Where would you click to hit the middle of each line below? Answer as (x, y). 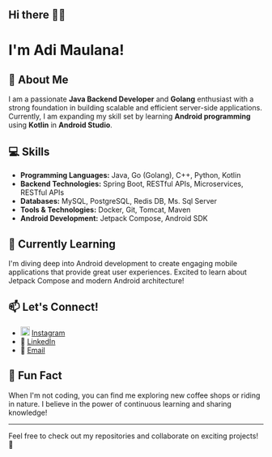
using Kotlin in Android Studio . (61, 125)
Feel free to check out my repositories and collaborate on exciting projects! (134, 436)
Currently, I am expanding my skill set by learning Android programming (130, 116)
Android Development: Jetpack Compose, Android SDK (114, 218)
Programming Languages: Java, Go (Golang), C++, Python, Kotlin (130, 175)
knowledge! (28, 412)
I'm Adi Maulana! (66, 50)
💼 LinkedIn (38, 341)
